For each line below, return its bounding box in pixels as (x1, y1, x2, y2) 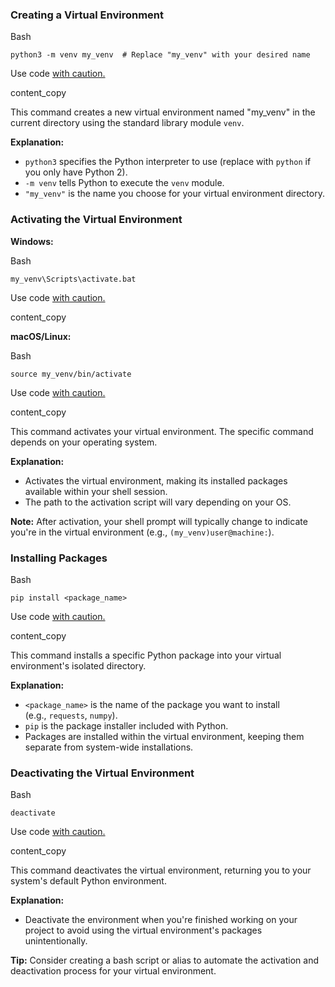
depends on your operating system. (10, 436, 158, 448)
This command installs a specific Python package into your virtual (10, 649, 282, 661)
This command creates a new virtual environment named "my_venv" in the (10, 106, 316, 118)
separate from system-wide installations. (24, 741, 194, 753)
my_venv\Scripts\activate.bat (10, 274, 137, 284)
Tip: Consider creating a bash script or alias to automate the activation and (10, 954, 319, 967)
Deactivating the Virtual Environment (10, 766, 195, 780)
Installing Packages (10, 551, 108, 565)
